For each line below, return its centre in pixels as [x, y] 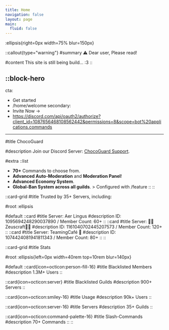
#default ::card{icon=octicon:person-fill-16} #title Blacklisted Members [79, 267]
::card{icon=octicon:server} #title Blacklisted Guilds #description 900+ [79, 282]
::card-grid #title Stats [28, 247]
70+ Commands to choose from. [46, 171]
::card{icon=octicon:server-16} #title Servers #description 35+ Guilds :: [79, 307]
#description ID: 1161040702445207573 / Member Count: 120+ [97, 227]
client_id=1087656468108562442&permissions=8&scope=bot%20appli [87, 121]
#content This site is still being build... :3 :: [49, 62]
